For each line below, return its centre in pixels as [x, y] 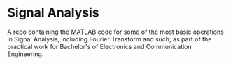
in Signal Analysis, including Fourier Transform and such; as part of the [110, 39]
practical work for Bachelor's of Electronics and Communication [99, 46]
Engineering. [26, 54]
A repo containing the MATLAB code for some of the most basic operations [115, 32]
